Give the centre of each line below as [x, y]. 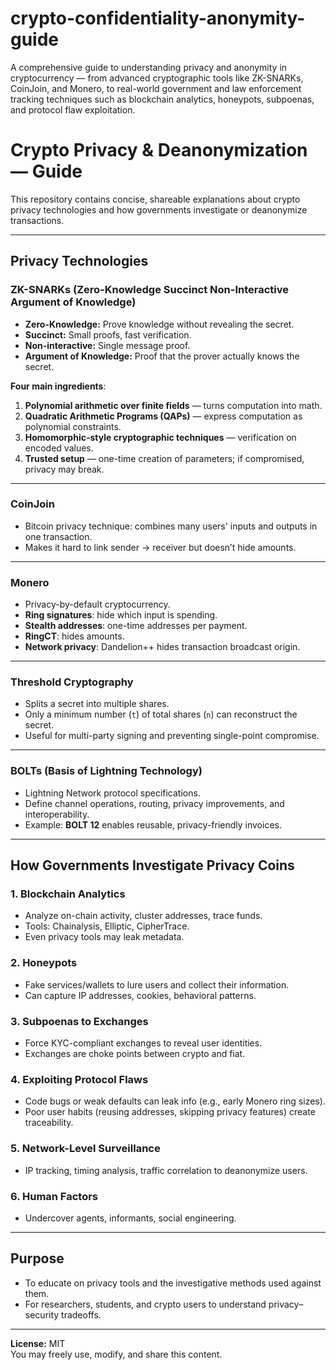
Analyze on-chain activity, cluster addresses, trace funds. [143, 916]
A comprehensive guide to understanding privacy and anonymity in [149, 67]
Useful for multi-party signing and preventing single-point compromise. [172, 736]
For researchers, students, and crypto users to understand [145, 1304]
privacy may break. [64, 469]
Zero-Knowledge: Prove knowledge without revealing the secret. [159, 324]
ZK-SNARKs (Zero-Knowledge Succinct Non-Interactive [149, 290]
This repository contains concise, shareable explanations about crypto [155, 199]
